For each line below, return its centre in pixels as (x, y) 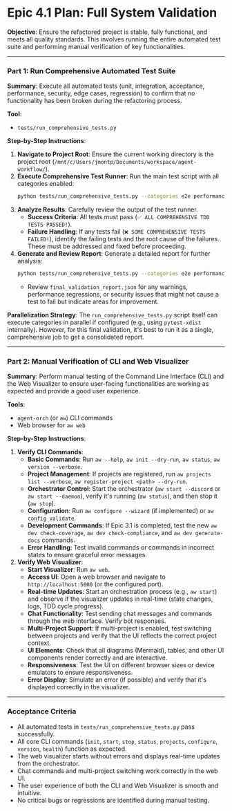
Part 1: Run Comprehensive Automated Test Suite (91, 71)
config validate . (52, 518)
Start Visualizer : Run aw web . (69, 570)
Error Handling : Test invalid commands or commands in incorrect (120, 548)
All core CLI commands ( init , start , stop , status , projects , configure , (117, 741)
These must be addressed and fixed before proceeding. (107, 246)
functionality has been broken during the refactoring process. (95, 101)
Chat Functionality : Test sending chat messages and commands (120, 614)
